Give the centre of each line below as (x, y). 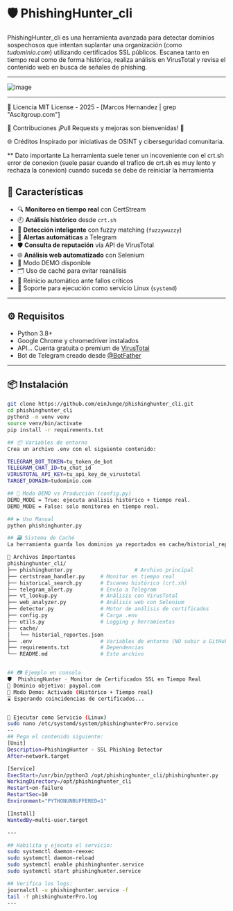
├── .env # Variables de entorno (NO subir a (107, 641)
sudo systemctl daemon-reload (51, 858)
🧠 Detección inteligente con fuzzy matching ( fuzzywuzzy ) (100, 230)
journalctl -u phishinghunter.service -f (68, 890)
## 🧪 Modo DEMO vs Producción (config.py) (69, 493)
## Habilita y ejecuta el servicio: (60, 845)
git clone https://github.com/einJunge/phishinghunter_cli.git (101, 404)
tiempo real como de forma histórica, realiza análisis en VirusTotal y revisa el (116, 59)
